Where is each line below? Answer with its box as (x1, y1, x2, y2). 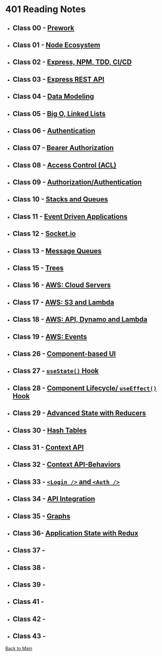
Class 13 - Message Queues (12, 246, 102, 255)
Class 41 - (12, 597, 44, 606)
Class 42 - (12, 615, 46, 623)
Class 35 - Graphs (12, 512, 70, 520)
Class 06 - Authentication (12, 126, 96, 135)
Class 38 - (12, 563, 46, 572)
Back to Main (5, 645, 33, 651)
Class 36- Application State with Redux (12, 529, 138, 537)
